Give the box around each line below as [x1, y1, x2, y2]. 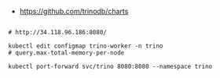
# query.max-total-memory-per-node [8, 49, 125, 57]
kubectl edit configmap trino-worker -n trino [8, 42, 163, 50]
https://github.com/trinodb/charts [19, 7, 129, 16]
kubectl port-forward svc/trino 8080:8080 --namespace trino [8, 62, 213, 70]
